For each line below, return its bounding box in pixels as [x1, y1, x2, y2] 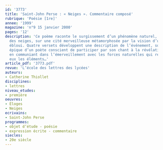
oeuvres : [5, 97, 23, 102]
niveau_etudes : [5, 88, 36, 93]
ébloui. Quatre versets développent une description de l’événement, [9, 43, 153, 48]
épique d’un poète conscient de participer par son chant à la [9, 47, 140, 52]
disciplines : [5, 79, 32, 84]
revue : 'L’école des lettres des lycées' [5, 66, 90, 71]
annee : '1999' [5, 20, 34, 26]
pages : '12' [5, 30, 29, 34]
